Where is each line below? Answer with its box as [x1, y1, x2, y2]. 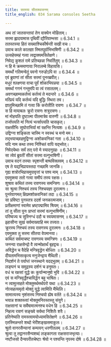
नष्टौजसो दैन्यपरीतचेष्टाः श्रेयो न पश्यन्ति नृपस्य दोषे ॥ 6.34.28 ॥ [5, 336, 106, 342]
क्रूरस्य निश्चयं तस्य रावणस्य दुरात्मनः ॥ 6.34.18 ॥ [5, 225, 85, 231]
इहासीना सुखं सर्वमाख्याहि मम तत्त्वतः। [5, 219, 63, 225]
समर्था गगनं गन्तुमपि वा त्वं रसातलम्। [5, 85, 61, 92]
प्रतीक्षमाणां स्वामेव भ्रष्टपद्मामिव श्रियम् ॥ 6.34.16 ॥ [5, 202, 83, 208]
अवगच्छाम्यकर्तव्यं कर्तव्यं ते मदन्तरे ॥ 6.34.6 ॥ [5, 91, 79, 97]
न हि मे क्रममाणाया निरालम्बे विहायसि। [5, 63, 63, 69]
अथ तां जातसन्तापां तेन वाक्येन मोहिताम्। [5, 30, 67, 36]
